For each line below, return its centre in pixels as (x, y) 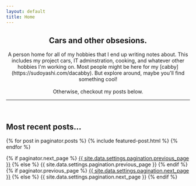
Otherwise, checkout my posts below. (98, 92)
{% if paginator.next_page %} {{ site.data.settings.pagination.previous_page (98, 159)
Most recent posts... (44, 127)
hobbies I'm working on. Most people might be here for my (88, 67)
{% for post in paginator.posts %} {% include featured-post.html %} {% (92, 141)
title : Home (20, 17)
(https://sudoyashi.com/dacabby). (52, 73)
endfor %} (18, 147)
